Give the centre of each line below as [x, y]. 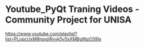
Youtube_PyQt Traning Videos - [72, 9]
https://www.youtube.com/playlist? [41, 33]
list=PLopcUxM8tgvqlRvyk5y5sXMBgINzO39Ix [53, 39]
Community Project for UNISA [68, 20]
